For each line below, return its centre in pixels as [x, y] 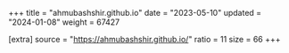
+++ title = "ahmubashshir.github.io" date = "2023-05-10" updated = [135, 13]
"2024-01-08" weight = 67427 [64, 22]
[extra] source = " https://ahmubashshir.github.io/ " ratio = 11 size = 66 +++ [144, 39]
